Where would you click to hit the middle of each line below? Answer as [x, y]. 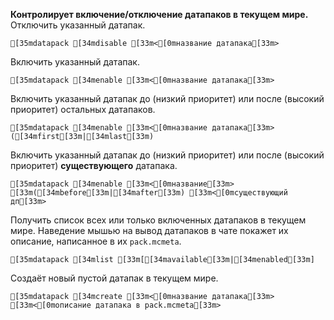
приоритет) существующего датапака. [94, 165]
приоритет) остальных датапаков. [83, 109]
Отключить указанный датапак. [78, 25]
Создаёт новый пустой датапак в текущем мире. [114, 278]
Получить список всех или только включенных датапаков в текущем [158, 220]
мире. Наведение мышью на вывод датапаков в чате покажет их [149, 230]
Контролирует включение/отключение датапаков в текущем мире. [159, 14]
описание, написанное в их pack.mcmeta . [96, 241]
